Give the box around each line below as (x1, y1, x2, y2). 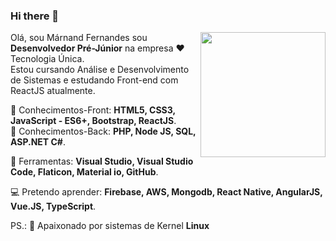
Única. (58, 53, 85, 65)
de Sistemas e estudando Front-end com (10, 74, 179, 86)
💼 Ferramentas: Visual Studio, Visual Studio (10, 155, 194, 168)
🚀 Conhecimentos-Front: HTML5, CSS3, (10, 104, 176, 116)
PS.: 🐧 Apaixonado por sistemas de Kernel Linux (10, 220, 210, 232)
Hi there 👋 (10, 9, 60, 23)
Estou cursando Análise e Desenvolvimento (10, 64, 190, 76)
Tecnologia (10, 53, 57, 65)
